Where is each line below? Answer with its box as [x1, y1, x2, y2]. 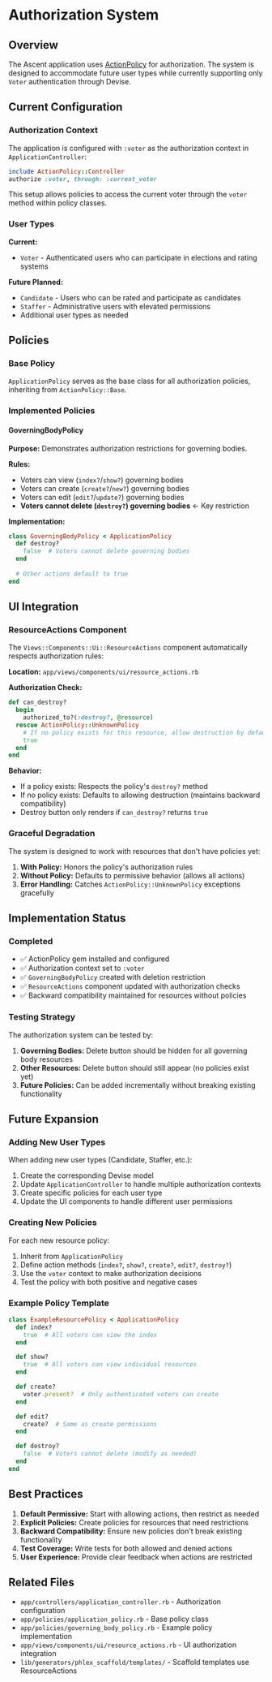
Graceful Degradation [8, 828, 96, 839]
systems [19, 261, 49, 271]
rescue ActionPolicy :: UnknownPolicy [15, 721, 139, 729]
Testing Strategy [8, 1011, 75, 1023]
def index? [15, 1323, 53, 1331]
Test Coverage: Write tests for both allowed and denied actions [19, 1543, 233, 1553]
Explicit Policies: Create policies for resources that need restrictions [19, 1517, 249, 1527]
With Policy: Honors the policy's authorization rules [19, 862, 193, 872]
